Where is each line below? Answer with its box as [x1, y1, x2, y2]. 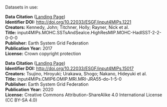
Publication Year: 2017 [5, 46, 52, 51]
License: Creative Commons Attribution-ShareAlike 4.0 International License [5, 92, 163, 98]
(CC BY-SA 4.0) [5, 97, 37, 103]
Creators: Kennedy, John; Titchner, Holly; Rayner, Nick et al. [5, 24, 130, 30]
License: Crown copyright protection [5, 51, 81, 56]
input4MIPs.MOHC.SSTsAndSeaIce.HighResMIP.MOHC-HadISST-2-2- [17, 30, 162, 35]
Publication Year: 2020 [5, 87, 54, 92]
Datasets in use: [5, 4, 38, 10]
